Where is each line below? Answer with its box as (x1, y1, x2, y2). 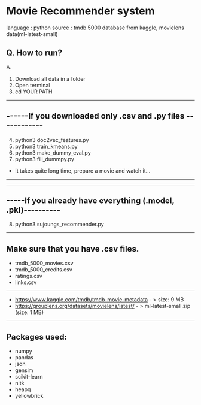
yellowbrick (14, 392, 44, 399)
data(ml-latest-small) (6, 30, 58, 37)
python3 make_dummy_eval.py (14, 149, 91, 156)
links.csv (14, 279, 37, 286)
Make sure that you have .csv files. (6, 244, 139, 254)
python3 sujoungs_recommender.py (14, 220, 104, 228)
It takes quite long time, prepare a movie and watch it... (14, 167, 151, 174)
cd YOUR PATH (14, 88, 53, 95)
